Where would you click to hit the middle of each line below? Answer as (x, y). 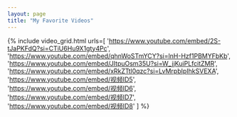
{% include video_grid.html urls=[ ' (58, 40)
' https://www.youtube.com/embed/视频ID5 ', (72, 79)
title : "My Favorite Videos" (51, 21)
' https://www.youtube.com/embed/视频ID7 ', (72, 97)
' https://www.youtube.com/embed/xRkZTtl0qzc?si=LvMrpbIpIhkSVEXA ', (113, 71)
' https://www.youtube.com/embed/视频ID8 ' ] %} (78, 106)
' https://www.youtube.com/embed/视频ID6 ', (72, 88)
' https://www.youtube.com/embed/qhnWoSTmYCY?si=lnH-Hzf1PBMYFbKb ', (119, 56)
